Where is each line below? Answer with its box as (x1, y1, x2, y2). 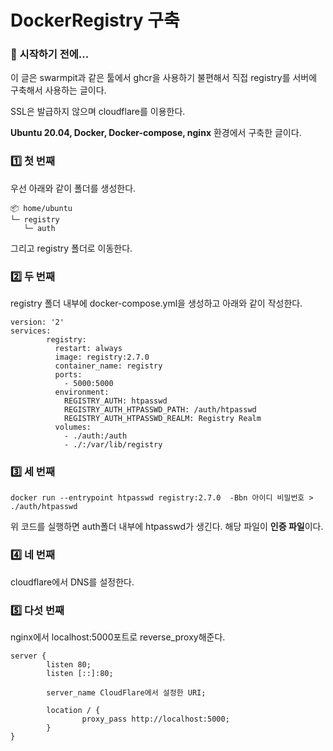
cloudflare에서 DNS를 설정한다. (10, 576, 135, 588)
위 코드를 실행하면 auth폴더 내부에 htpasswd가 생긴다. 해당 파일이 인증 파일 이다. (10, 521, 324, 533)
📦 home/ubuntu (10, 203, 73, 213)
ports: (54, 370, 83, 380)
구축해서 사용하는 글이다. (10, 84, 107, 96)
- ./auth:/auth (63, 431, 128, 441)
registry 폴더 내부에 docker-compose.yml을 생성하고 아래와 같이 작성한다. (10, 297, 303, 310)
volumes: (54, 422, 92, 433)
